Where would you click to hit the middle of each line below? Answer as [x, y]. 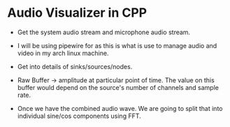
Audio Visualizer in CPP [77, 13]
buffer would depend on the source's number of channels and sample [118, 87]
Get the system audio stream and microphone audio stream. [104, 32]
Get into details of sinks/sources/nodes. [75, 66]
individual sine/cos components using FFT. [79, 116]
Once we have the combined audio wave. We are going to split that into [120, 108]
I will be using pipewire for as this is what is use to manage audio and [117, 45]
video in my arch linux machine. [63, 53]
